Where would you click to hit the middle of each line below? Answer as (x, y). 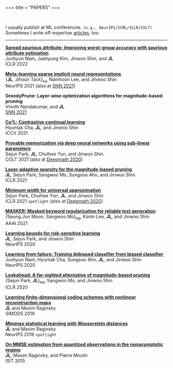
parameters (18, 149)
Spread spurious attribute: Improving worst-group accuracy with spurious (86, 48)
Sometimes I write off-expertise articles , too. (53, 33)
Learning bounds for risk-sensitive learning (53, 233)
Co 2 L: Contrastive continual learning (45, 122)
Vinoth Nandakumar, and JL (35, 106)
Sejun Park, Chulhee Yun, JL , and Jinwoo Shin (55, 196)
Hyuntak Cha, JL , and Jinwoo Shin (42, 127)
